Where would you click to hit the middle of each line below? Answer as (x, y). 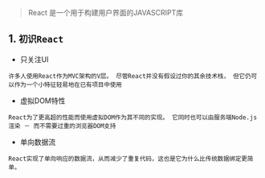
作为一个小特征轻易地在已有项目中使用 (68, 85)
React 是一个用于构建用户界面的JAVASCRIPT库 (106, 12)
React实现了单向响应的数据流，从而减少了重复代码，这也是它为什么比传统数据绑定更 (128, 159)
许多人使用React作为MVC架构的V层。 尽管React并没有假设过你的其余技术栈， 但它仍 (130, 76)
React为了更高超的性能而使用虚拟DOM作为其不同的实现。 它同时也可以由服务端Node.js (133, 117)
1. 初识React (36, 39)
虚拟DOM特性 (43, 101)
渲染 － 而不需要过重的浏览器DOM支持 (62, 126)
